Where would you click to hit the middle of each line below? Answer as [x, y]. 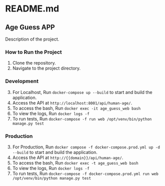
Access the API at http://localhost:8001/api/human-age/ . [72, 102]
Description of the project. [32, 39]
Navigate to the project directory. [46, 68]
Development [22, 81]
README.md [32, 9]
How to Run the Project [34, 52]
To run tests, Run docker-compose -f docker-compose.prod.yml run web [85, 173]
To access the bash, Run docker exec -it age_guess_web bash [76, 108]
